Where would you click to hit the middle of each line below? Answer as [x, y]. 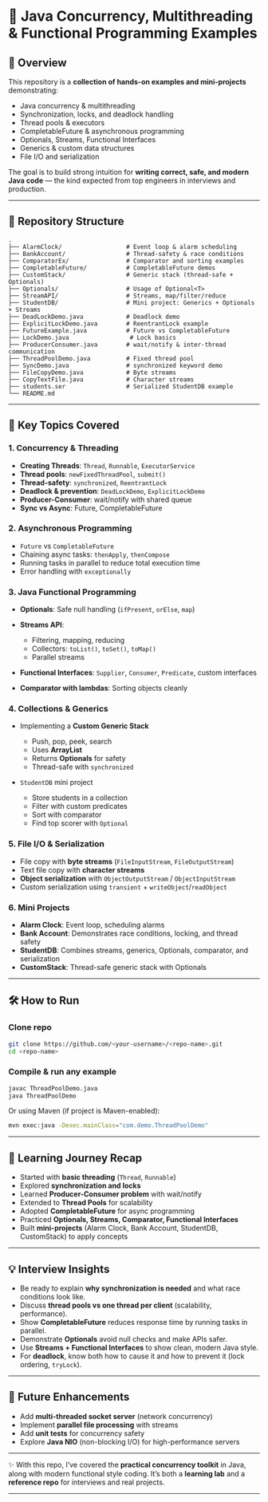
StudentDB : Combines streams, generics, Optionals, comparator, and [134, 950]
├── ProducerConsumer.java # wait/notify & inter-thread [117, 345]
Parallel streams [58, 657]
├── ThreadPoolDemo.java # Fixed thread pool [101, 358]
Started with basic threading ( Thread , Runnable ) [98, 1177]
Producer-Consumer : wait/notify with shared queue [106, 499]
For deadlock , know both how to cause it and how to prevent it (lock [132, 1356]
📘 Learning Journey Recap [75, 1158]
